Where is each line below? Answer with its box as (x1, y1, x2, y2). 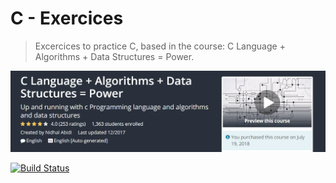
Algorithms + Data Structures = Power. (34, 50, 195, 62)
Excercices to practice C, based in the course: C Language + (34, 40, 286, 52)
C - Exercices (10, 7, 124, 30)
